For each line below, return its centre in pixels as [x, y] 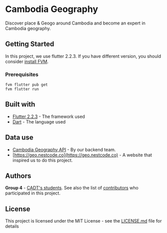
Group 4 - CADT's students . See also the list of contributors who [72, 188]
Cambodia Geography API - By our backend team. [64, 149]
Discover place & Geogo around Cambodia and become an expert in [75, 23]
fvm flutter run [22, 89]
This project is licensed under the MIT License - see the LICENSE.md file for [83, 221]
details [12, 226]
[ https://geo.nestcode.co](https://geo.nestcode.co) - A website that [82, 155]
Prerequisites [22, 74]
